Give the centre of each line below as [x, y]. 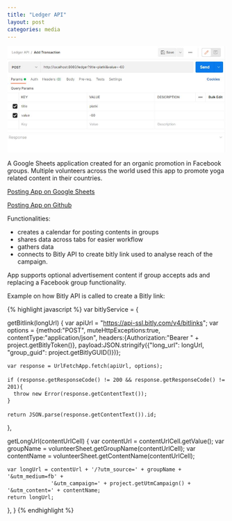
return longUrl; [31, 497]
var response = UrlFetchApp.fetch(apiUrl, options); [85, 366]
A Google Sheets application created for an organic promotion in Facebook [114, 163]
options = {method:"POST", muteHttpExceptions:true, [84, 330]
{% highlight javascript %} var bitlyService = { [73, 310]
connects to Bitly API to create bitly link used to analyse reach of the [115, 255]
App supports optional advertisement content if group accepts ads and [109, 275]
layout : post [26, 22]
